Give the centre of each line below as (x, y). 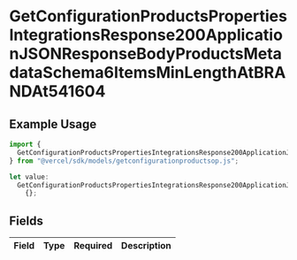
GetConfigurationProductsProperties (148, 16)
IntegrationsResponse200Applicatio (146, 35)
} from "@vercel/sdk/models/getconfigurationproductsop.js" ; (124, 161)
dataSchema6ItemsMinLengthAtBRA (148, 73)
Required (93, 246)
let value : (29, 177)
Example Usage (53, 124)
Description (146, 246)
